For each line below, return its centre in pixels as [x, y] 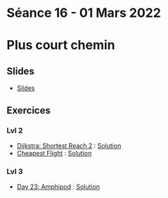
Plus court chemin [61, 45]
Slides [20, 71]
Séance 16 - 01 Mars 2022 [84, 13]
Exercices [28, 110]
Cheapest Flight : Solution [54, 153]
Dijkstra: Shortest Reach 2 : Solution [69, 145]
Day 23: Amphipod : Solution [58, 187]
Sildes [26, 88]
